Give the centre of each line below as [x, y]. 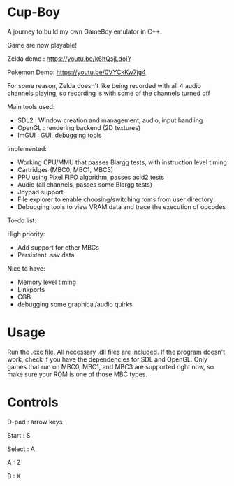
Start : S [19, 435]
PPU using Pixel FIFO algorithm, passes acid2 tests [91, 177]
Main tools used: [31, 106]
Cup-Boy [34, 12]
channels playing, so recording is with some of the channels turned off [109, 93]
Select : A [21, 449]
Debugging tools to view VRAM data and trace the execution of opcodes [121, 206]
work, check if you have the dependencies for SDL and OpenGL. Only [108, 359]
